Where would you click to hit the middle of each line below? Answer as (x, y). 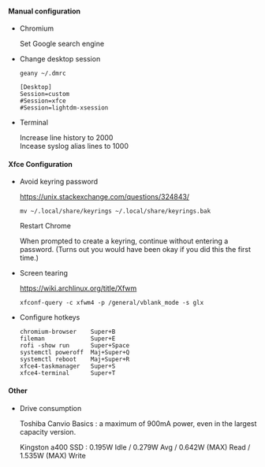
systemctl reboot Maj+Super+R (75, 360)
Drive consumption (50, 408)
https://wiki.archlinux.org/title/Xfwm (78, 288)
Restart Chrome (45, 226)
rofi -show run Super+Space (75, 346)
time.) (29, 258)
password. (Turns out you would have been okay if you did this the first (135, 250)
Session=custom (45, 95)
